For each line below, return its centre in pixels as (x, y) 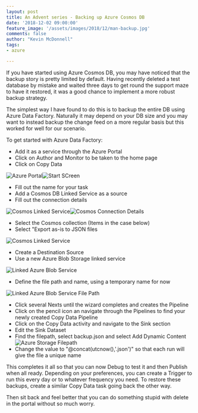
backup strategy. (27, 98)
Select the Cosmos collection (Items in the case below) (82, 223)
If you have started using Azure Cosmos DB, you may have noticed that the (98, 73)
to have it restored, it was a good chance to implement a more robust (91, 91)
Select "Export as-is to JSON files (56, 229)
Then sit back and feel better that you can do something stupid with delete (98, 397)
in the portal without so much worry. (51, 403)
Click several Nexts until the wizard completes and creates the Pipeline (102, 305)
